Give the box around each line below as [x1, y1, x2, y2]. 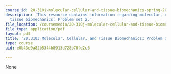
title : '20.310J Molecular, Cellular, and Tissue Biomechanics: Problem [5, 36, 163, 41]
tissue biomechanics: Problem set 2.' [10, 17, 93, 22]
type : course [5, 41, 33, 46]
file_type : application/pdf [5, 27, 65, 32]
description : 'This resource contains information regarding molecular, [5, 12, 163, 17]
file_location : [5, 21, 38, 27]
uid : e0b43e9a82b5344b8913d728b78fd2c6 [5, 45, 90, 51]
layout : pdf [5, 31, 31, 36]
